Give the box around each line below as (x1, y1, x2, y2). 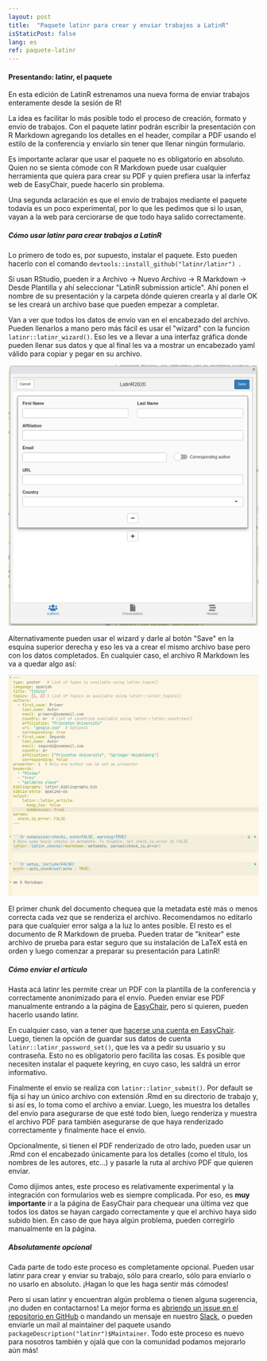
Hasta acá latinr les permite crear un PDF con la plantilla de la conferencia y (8, 984, 257, 995)
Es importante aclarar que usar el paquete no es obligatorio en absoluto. (8, 154, 245, 164)
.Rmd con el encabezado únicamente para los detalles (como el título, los (8, 1149, 248, 1159)
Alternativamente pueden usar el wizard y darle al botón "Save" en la (8, 633, 234, 643)
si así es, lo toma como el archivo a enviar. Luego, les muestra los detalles (8, 1100, 250, 1110)
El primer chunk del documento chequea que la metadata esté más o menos (8, 904, 258, 913)
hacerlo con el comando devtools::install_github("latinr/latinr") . (8, 259, 242, 268)
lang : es (8, 38, 37, 46)
